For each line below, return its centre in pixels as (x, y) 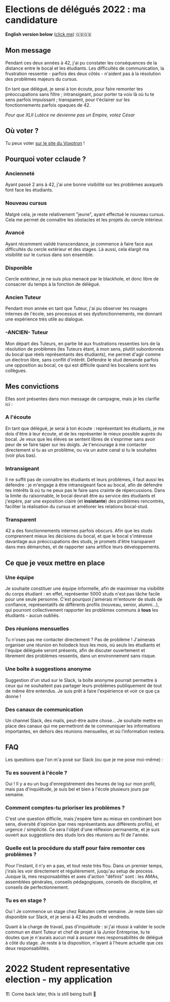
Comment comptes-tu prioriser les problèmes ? (65, 808)
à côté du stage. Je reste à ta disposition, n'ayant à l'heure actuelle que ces (84, 943)
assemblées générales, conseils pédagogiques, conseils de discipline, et (81, 882)
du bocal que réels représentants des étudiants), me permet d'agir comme (83, 354)
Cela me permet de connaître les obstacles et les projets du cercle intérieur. (84, 220)
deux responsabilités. (28, 948)
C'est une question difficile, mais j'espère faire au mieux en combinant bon (83, 819)
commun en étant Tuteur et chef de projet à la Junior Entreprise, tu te (78, 932)
